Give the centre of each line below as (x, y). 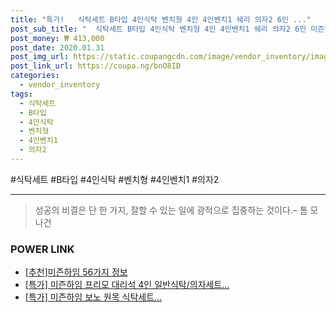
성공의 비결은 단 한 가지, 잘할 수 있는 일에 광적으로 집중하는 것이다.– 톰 (171, 210)
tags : (21, 94)
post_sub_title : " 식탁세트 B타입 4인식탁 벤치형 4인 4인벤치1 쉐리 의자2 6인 (158, 29)
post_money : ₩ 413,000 (57, 38)
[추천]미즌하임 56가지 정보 (76, 272)
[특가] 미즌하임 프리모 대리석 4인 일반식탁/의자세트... (127, 285)
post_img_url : (40, 57)
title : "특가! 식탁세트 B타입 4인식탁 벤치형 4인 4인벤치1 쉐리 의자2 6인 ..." (161, 19)
